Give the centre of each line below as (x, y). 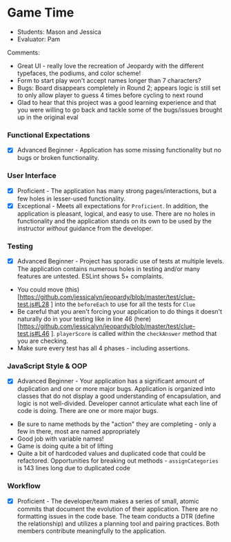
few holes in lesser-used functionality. (71, 199)
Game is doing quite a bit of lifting (65, 446)
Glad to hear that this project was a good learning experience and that (117, 102)
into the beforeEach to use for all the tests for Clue (125, 304)
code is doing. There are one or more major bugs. (88, 411)
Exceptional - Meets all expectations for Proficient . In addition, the (113, 205)
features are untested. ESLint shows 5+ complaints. (90, 277)
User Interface (32, 176)
